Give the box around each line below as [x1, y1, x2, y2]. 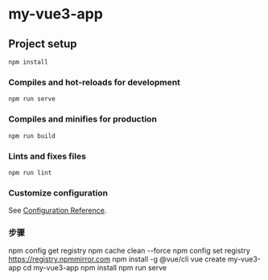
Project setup [8, 37, 78, 51]
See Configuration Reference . [8, 206, 107, 216]
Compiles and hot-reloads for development [8, 76, 181, 88]
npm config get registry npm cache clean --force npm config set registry [8, 246, 251, 256]
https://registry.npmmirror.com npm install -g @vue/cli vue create [8, 254, 227, 264]
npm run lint [8, 168, 52, 177]
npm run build [8, 132, 56, 140]
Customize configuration [8, 187, 109, 198]
